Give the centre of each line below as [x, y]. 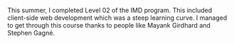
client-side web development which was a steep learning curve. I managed [117, 18]
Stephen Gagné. [31, 33]
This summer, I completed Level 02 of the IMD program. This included [110, 10]
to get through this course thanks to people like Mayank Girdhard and [109, 25]
